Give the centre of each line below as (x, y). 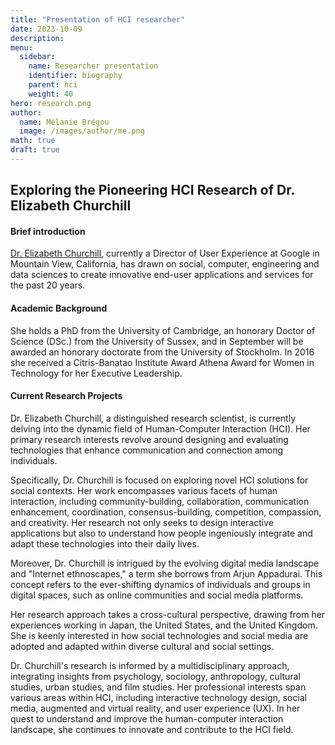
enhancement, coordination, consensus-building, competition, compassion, (166, 512)
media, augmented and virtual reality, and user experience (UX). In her (155, 708)
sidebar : (37, 57)
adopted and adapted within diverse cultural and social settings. (142, 646)
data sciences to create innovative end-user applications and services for (162, 275)
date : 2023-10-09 (46, 29)
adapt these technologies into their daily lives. (105, 543)
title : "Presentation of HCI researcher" (98, 19)
